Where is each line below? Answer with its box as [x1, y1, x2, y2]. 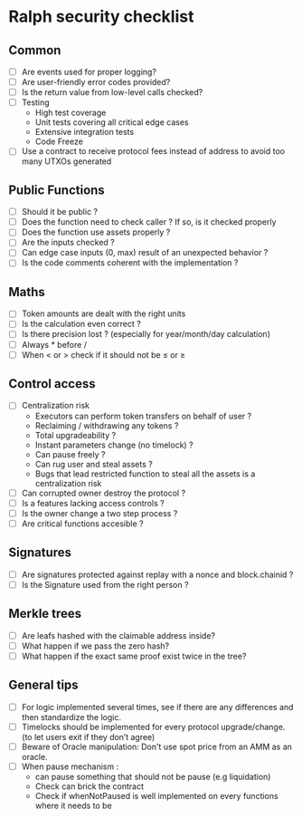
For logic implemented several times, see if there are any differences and [21, 701, 294, 712]
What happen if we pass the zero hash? [21, 640, 169, 651]
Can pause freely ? [34, 448, 106, 459]
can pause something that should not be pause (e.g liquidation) [34, 771, 271, 782]
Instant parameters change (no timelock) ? [34, 439, 193, 450]
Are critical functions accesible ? [21, 518, 144, 529]
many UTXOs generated [21, 156, 112, 167]
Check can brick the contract [34, 781, 144, 792]
